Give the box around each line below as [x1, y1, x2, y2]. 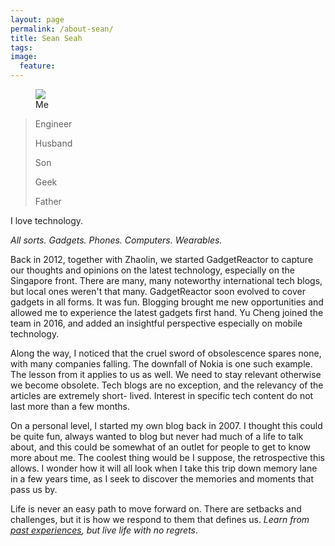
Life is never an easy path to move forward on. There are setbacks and [10, 503, 302, 515]
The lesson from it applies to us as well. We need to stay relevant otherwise [10, 369, 322, 380]
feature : [19, 61, 56, 71]
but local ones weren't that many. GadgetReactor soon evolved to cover [10, 286, 306, 297]
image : [10, 52, 38, 62]
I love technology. [10, 215, 84, 226]
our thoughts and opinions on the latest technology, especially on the [10, 264, 295, 276]
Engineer [34, 118, 73, 130]
